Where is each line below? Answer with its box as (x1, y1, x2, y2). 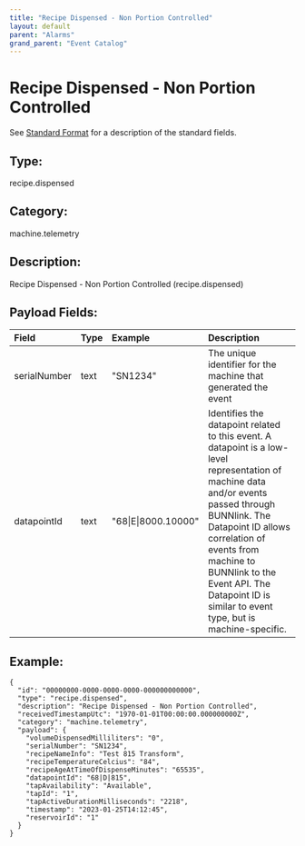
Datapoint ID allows (207, 521, 290, 533)
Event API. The (207, 578, 271, 591)
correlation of (207, 532, 266, 545)
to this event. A (207, 430, 272, 443)
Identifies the (207, 407, 264, 420)
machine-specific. (207, 623, 288, 636)
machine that (207, 370, 264, 383)
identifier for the (207, 358, 277, 371)
